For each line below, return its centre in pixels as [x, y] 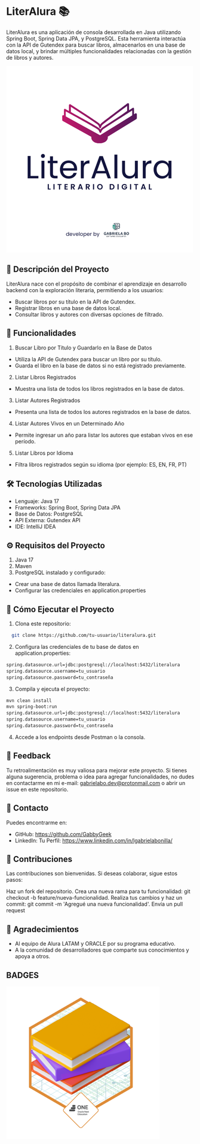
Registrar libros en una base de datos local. [68, 308]
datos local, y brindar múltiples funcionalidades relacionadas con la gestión [99, 51]
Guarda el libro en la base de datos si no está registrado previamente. [100, 366]
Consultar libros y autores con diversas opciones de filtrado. [89, 314]
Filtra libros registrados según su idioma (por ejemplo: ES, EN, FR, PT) [101, 464]
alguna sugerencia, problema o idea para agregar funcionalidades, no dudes [100, 777]
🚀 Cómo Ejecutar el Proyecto [60, 609]
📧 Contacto [27, 808]
